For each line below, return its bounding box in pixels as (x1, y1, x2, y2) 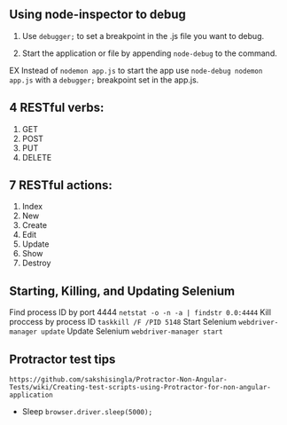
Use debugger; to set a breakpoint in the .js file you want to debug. (21, 30, 265, 41)
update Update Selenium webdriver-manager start (41, 326, 223, 336)
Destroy (21, 257, 51, 269)
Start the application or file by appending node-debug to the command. (21, 48, 277, 59)
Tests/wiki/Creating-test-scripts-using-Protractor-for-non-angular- (9, 383, 272, 392)
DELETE (21, 152, 52, 162)
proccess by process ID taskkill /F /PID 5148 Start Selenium (9, 317, 237, 327)
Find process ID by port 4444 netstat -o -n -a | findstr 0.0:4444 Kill (9, 307, 272, 318)
